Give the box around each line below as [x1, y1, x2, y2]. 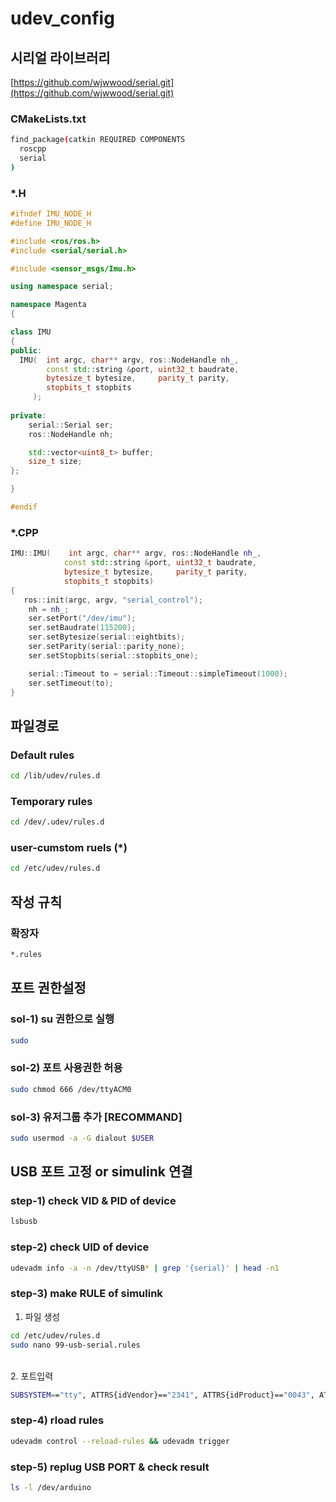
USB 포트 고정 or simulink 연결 [10, 1163, 193, 1181]
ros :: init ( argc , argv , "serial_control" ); [23, 595, 203, 605]
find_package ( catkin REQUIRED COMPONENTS [10, 135, 186, 145]
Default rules [10, 748, 75, 762]
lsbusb [10, 1217, 38, 1227]
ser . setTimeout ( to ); [28, 678, 114, 688]
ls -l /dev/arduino [10, 1482, 92, 1492]
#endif [10, 502, 38, 512]
